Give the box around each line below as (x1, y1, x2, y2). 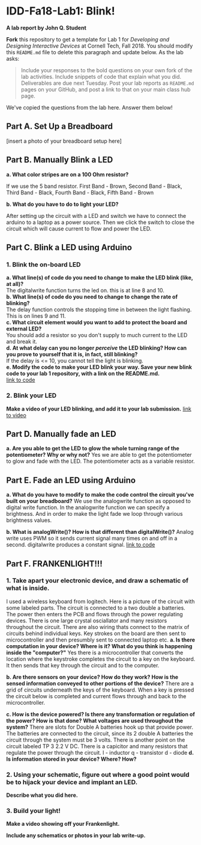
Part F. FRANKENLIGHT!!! (6, 559, 103, 569)
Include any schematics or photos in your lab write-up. (6, 832, 146, 839)
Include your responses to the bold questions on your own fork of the (20, 66, 193, 73)
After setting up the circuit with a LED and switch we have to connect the (6, 212, 187, 219)
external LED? (6, 325, 42, 332)
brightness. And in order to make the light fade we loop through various (6, 510, 183, 518)
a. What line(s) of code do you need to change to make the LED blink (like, (6, 274, 193, 281)
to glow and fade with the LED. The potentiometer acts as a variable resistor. (6, 457, 195, 465)
